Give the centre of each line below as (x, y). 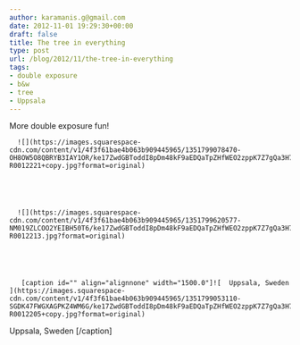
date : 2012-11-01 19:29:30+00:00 (71, 26)
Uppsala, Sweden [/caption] (61, 331)
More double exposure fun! (59, 126)
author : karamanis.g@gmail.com (67, 17)
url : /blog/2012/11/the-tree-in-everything (92, 59)
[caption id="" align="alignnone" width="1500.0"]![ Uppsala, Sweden (155, 283)
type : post (29, 51)
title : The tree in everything (67, 42)
